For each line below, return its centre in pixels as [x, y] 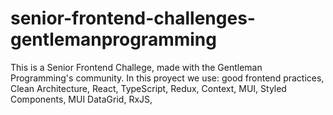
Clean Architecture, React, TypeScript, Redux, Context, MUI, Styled [148, 88]
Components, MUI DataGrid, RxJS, [81, 99]
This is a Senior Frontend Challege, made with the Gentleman [136, 67]
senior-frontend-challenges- [133, 18]
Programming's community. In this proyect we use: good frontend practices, [167, 78]
